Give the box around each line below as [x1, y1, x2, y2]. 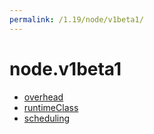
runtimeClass [23, 101, 79, 113]
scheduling [23, 112, 71, 124]
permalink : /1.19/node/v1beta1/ [9, 14, 144, 25]
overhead [23, 91, 64, 103]
